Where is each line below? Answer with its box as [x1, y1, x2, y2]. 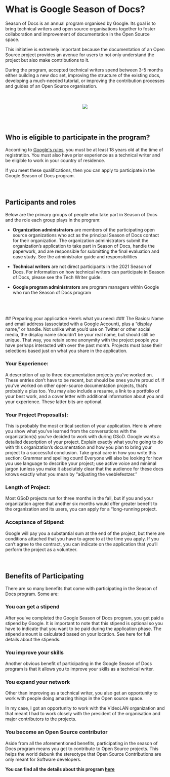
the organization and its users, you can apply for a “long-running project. [5, 506, 157, 512]
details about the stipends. [5, 636, 61, 642]
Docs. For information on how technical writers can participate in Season [12, 268, 165, 275]
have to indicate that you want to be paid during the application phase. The [5, 626, 162, 632]
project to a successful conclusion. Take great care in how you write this [5, 450, 156, 456]
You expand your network [5, 679, 70, 686]
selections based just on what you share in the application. [5, 347, 127, 354]
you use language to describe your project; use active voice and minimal [5, 460, 157, 467]
